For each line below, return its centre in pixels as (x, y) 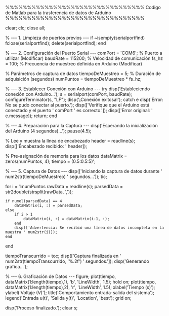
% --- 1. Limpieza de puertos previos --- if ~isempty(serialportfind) (75, 38)
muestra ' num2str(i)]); (31, 232)
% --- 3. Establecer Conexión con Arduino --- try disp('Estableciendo (78, 89)
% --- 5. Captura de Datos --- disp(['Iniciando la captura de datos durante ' (84, 171)
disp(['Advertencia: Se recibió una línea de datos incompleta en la (89, 228)
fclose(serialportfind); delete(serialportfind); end (56, 43)
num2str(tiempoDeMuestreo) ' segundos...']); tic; (56, 177)
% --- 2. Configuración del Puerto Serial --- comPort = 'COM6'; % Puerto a (84, 53)
